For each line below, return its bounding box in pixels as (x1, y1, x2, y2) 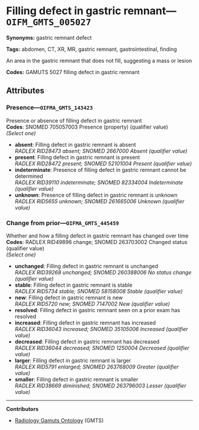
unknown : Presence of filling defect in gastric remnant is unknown (14, 191, 178, 198)
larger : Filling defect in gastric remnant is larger (14, 357, 131, 364)
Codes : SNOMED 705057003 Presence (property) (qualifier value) (6, 123, 169, 130)
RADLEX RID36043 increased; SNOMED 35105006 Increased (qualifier (14, 325, 188, 332)
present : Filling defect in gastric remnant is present (14, 153, 140, 161)
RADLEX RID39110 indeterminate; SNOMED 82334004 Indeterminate (14, 179, 184, 186)
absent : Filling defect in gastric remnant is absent (14, 141, 136, 148)
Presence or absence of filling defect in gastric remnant (6, 117, 142, 124)
